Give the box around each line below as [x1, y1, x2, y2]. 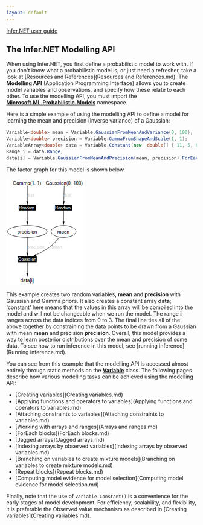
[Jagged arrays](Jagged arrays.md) [14, 436, 105, 443]
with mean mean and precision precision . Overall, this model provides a [6, 329, 186, 336]
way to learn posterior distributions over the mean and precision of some [6, 336, 188, 343]
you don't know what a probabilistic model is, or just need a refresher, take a [6, 67, 197, 74]
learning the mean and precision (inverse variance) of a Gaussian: [6, 117, 170, 124]
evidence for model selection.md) [14, 480, 99, 488]
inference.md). [30, 348, 67, 355]
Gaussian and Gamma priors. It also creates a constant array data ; [6, 297, 172, 304]
